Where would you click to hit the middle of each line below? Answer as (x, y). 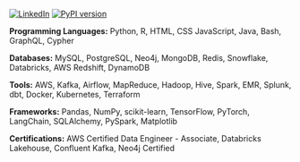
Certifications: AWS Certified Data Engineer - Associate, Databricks (135, 138)
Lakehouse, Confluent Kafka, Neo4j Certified (92, 148)
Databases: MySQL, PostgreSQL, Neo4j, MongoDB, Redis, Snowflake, (139, 58)
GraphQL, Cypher (42, 41)
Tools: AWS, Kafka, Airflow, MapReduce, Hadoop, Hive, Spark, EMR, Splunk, (150, 85)
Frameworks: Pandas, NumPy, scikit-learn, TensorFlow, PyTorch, (130, 111)
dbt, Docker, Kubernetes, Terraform (75, 94)
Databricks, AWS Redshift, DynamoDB (80, 68)
